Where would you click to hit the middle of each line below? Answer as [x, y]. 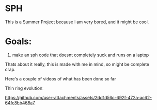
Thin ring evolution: [24, 88]
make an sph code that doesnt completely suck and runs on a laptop [80, 55]
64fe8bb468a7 [20, 103]
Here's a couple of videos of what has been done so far [61, 79]
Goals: [18, 41]
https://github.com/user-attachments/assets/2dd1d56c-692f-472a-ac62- [78, 97]
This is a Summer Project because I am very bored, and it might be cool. [77, 22]
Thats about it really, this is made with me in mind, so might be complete [77, 64]
